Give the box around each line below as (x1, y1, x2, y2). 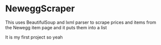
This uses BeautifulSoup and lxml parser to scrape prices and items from (5, 19, 156, 25)
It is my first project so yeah (5, 34, 63, 40)
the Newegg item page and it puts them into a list (5, 24, 107, 30)
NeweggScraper (5, 3, 75, 14)
